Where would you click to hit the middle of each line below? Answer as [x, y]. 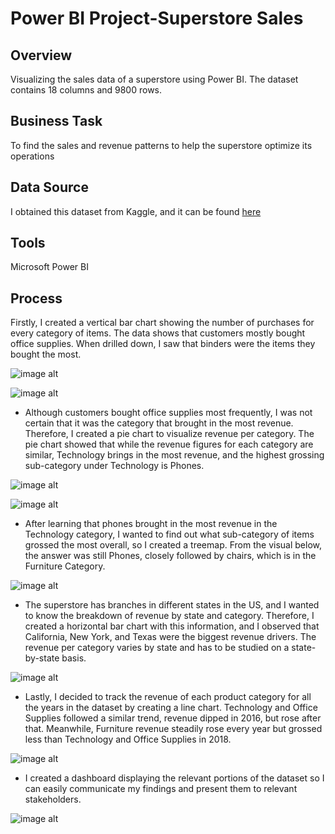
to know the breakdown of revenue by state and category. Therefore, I [169, 616]
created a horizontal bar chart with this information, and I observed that [172, 626]
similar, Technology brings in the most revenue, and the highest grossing [174, 455]
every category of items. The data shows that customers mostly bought [158, 333]
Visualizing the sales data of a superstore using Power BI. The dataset [154, 79]
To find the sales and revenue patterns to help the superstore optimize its [161, 145]
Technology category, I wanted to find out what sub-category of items [169, 534]
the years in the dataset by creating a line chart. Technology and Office [171, 708]
